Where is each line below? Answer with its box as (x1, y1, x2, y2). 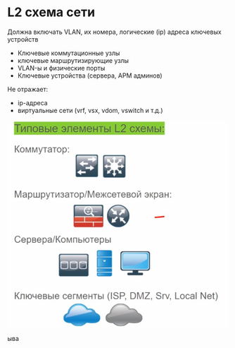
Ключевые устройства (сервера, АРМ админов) (17, 71, 163, 80)
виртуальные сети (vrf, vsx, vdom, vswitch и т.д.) (17, 106, 163, 114)
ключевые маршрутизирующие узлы (17, 56, 129, 64)
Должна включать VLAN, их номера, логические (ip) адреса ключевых (7, 28, 222, 36)
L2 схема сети (7, 4, 96, 20)
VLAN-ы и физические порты (17, 64, 106, 72)
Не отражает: (7, 85, 49, 93)
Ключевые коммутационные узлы (17, 49, 120, 57)
